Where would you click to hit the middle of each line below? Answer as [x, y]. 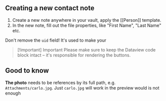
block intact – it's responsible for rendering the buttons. [74, 55]
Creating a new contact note [50, 8]
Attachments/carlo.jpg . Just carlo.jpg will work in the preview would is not [82, 88]
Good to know [27, 71]
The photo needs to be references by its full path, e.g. [60, 82]
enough [13, 93]
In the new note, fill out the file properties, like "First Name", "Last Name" [87, 25]
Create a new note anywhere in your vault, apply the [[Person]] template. [87, 20]
